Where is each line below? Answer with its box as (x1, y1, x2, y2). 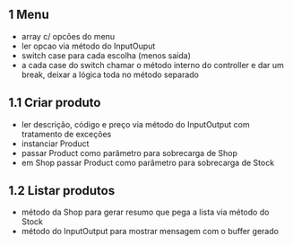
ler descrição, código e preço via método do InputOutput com (21, 118, 250, 129)
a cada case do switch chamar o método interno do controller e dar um (21, 59, 284, 70)
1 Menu (8, 7, 50, 22)
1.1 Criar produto (8, 95, 101, 110)
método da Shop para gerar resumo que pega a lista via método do (21, 206, 270, 218)
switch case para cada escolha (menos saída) (21, 49, 192, 61)
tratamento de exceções (21, 128, 112, 139)
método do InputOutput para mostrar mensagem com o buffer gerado (21, 226, 280, 237)
